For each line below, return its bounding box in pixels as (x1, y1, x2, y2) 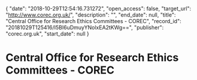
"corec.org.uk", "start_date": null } (5, 30, 89, 37)
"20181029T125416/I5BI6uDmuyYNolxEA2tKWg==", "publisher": (5, 24, 164, 31)
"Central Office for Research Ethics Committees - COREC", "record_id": (5, 18, 181, 24)
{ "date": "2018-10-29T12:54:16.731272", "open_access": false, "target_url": (5, 5, 192, 12)
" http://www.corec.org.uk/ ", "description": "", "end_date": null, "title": (5, 11, 176, 18)
